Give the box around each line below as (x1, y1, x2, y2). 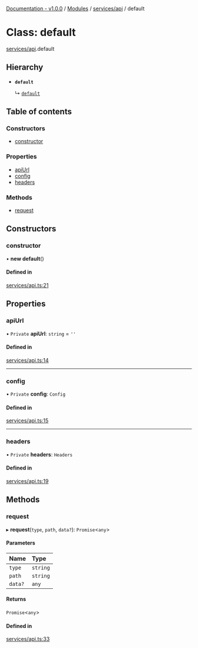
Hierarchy (6, 62, 44, 73)
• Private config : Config (6, 390, 66, 398)
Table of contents (6, 106, 72, 117)
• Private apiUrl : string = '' (6, 330, 76, 337)
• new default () (6, 255, 44, 262)
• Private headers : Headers (6, 451, 73, 458)
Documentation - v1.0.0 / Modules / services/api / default (6, 5, 145, 12)
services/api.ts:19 (6, 477, 49, 484)
